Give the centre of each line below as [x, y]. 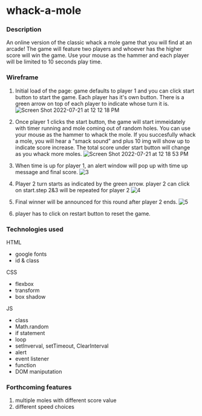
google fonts [31, 254]
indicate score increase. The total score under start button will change [103, 147]
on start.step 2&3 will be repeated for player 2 [72, 190]
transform [28, 290]
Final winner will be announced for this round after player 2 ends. [96, 202]
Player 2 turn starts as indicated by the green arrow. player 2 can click [102, 184]
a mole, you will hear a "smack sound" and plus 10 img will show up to [103, 141]
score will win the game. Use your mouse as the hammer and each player [98, 56]
